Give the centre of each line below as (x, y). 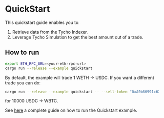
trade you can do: (23, 83)
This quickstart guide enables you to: (42, 22)
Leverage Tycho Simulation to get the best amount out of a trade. (78, 37)
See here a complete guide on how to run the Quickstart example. (71, 110)
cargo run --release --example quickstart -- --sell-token (66, 92)
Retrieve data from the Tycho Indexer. (50, 32)
